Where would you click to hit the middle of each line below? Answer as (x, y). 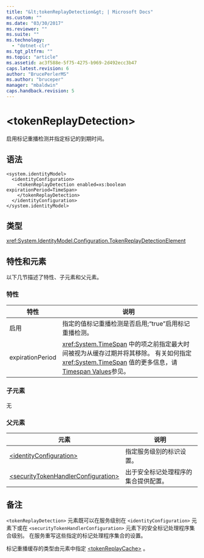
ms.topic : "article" (32, 57)
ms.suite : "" (23, 35)
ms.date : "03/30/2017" (35, 23)
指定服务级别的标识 (153, 452)
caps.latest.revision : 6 (38, 68)
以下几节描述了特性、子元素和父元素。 (54, 277)
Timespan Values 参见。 (96, 371)
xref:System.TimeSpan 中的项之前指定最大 (123, 344)
